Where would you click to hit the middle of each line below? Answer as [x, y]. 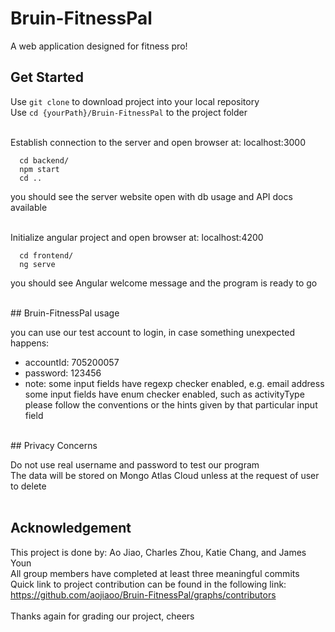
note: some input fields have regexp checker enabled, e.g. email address [174, 383]
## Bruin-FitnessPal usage [65, 313]
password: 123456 [63, 373]
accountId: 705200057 [72, 362]
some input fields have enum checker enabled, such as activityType [164, 394]
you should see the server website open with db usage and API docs [151, 196]
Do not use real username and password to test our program [135, 464]
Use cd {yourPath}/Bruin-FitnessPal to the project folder [129, 112]
